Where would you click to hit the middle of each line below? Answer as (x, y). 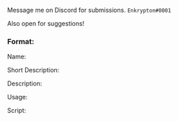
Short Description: (33, 70)
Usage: (17, 97)
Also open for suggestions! (46, 23)
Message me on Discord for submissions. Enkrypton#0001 (89, 10)
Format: (21, 41)
